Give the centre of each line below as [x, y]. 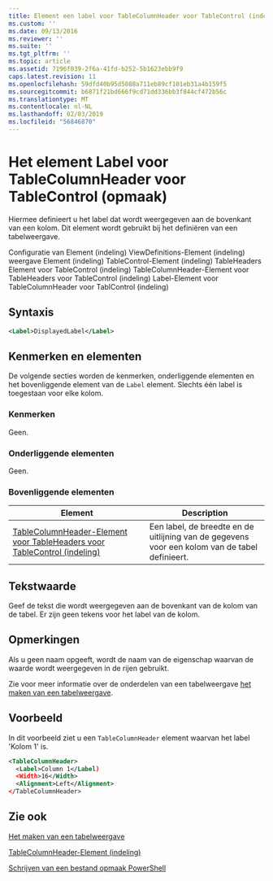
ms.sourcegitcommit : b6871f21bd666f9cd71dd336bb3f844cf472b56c [118, 92]
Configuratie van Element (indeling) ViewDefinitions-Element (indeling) [127, 252]
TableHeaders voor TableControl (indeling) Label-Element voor [114, 278]
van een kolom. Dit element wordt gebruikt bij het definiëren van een [123, 228]
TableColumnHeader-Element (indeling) [75, 852]
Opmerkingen [44, 640]
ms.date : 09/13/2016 [43, 31]
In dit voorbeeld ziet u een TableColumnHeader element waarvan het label [129, 738]
